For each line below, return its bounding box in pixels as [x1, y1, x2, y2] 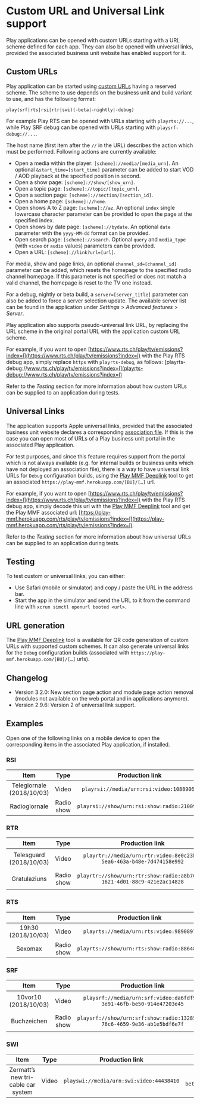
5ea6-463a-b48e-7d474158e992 [101, 858, 185, 865]
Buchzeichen [11, 1017, 48, 1025]
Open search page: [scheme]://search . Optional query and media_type [14, 236, 186, 243]
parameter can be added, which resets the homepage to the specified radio [6, 266, 192, 273]
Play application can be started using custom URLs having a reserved [6, 82, 177, 90]
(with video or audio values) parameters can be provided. [14, 242, 156, 249]
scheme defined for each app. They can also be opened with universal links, [6, 43, 193, 50]
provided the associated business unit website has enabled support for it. [6, 49, 186, 56]
